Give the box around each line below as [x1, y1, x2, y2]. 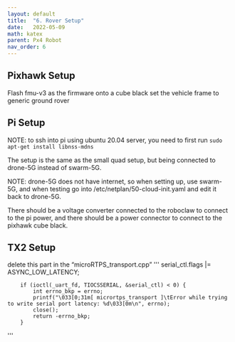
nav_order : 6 [7, 43, 46, 50]
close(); [33, 306, 59, 314]
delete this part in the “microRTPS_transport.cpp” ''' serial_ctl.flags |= [7, 260, 211, 269]
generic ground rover [7, 96, 70, 105]
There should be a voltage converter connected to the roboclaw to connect [7, 205, 229, 214]
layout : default [7, 10, 56, 18]
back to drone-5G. [7, 192, 62, 201]
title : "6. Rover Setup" [7, 17, 84, 24]
